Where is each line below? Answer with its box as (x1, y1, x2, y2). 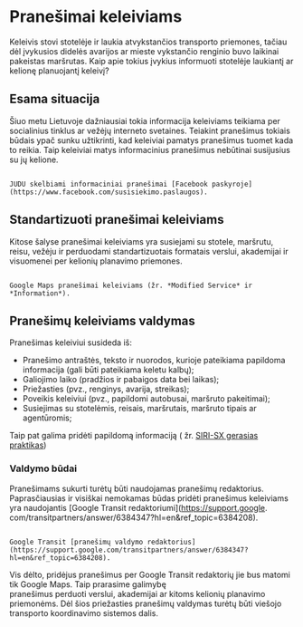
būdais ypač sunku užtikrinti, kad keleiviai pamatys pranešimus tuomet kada (9, 134, 294, 146)
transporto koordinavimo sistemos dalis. (9, 607, 158, 618)
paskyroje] (211, 179, 253, 188)
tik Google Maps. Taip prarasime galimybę (9, 578, 167, 590)
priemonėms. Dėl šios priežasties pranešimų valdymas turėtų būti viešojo (9, 598, 282, 609)
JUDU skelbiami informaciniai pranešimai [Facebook (9, 179, 208, 188)
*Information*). (9, 288, 71, 298)
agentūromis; (22, 412, 72, 423)
